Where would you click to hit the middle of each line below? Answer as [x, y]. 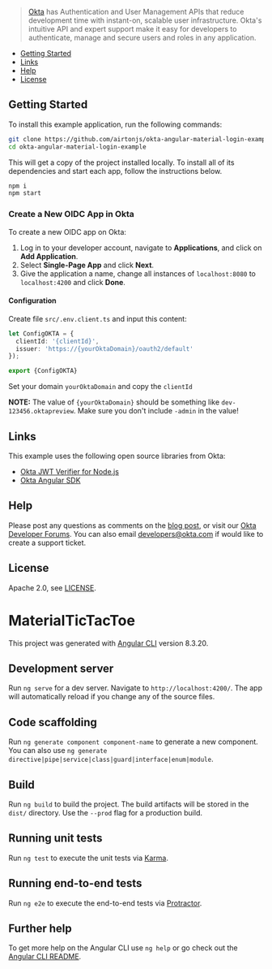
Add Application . [49, 256]
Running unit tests [55, 839]
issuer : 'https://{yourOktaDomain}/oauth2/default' [105, 348]
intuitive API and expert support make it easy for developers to [132, 29]
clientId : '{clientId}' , [57, 341]
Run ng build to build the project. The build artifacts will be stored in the [129, 804]
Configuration [32, 301]
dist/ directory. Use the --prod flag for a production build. [105, 813]
